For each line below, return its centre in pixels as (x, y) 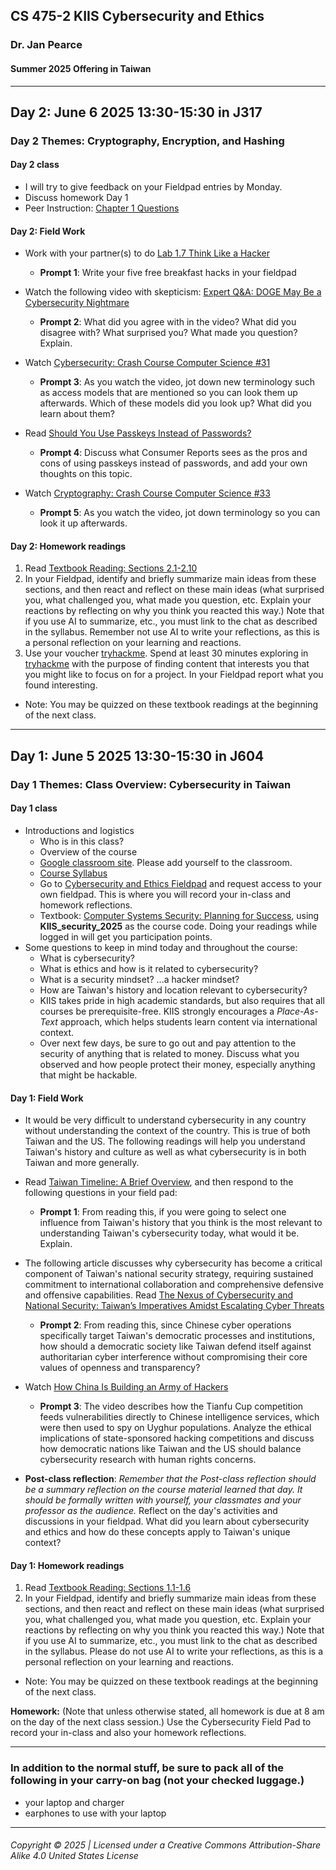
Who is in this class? (82, 841)
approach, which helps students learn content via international (188, 1021)
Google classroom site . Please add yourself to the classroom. (166, 862)
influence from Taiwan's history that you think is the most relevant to (181, 1223)
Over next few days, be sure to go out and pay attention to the (168, 1043)
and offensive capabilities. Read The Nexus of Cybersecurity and (159, 1295)
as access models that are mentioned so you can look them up (168, 393)
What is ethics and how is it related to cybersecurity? (149, 968)
